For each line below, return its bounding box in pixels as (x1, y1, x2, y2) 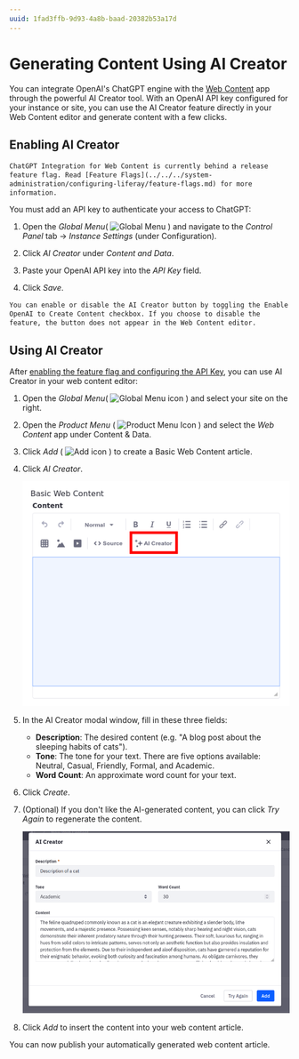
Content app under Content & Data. (21, 429, 152, 440)
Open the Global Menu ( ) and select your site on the (21, 393, 288, 404)
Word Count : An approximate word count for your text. (35, 770, 237, 781)
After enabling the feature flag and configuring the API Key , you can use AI (9, 366, 283, 377)
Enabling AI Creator (9, 137, 120, 152)
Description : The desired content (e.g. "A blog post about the (35, 732, 262, 742)
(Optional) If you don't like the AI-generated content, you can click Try (21, 805, 280, 815)
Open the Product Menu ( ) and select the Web (21, 420, 274, 430)
